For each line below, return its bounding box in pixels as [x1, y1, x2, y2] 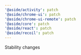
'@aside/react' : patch [4, 26, 52, 31]
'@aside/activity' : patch [4, 7, 58, 12]
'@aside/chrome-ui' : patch [4, 12, 61, 17]
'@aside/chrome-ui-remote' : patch [4, 16, 77, 21]
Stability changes [4, 44, 40, 50]
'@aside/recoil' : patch [4, 30, 54, 35]
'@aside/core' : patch [4, 21, 50, 26]
